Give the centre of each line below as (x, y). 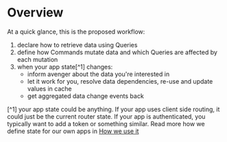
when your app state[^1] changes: (65, 67)
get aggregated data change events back (85, 96)
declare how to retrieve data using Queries (77, 45)
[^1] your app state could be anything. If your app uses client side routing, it (113, 109)
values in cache (49, 88)
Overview (35, 13)
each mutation (37, 59)
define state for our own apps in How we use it (73, 131)
